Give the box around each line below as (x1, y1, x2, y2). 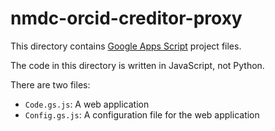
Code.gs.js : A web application (24, 98, 150, 110)
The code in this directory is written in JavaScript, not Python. (10, 59, 265, 71)
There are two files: (10, 78, 91, 91)
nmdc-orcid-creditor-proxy (10, 7, 243, 30)
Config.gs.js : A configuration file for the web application (24, 108, 260, 121)
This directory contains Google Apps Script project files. (10, 40, 242, 52)
